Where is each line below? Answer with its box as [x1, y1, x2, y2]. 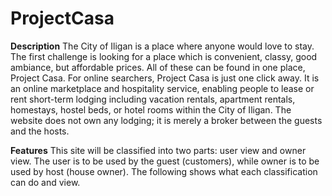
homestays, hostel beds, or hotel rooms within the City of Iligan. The [10, 103, 292, 116]
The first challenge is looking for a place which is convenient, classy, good [10, 50, 318, 62]
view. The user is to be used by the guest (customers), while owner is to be [10, 155, 320, 167]
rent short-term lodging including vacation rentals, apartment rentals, [10, 93, 296, 105]
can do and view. [10, 176, 81, 188]
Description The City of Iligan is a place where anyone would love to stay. [10, 40, 315, 52]
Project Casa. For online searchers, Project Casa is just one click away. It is [10, 72, 320, 84]
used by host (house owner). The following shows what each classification [10, 165, 318, 177]
